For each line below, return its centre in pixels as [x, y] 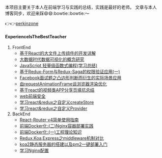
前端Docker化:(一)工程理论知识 [51, 132]
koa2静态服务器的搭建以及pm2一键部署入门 [64, 144]
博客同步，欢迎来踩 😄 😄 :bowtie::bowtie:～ [47, 13]
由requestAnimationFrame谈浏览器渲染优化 [63, 84]
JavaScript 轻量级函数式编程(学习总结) [58, 66]
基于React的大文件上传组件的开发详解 [58, 53]
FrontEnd [21, 48]
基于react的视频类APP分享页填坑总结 [57, 90]
